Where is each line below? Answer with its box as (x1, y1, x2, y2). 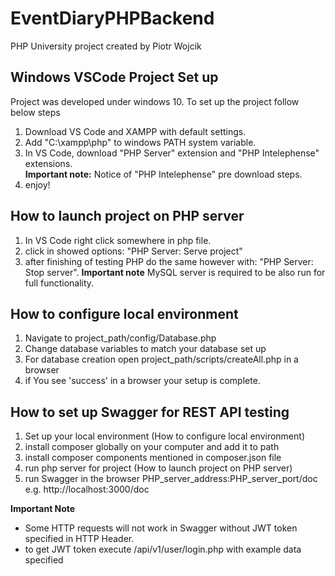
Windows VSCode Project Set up (10, 69, 219, 86)
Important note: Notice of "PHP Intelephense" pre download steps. (24, 168, 303, 180)
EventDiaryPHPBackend (10, 7, 215, 30)
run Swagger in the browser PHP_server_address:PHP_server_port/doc (24, 473, 318, 485)
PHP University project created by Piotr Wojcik (10, 40, 202, 52)
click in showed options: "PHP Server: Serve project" (24, 245, 243, 257)
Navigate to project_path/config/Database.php (24, 332, 217, 344)
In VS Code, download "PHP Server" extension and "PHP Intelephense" (24, 147, 320, 159)
